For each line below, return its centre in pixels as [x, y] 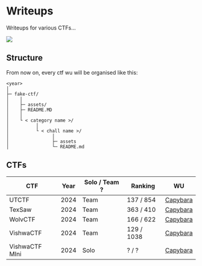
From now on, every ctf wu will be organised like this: [72, 72]
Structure [25, 58]
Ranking [143, 186]
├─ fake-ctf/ [23, 94]
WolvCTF [22, 219]
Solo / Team [101, 182]
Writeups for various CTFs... [41, 28]
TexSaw [20, 209]
